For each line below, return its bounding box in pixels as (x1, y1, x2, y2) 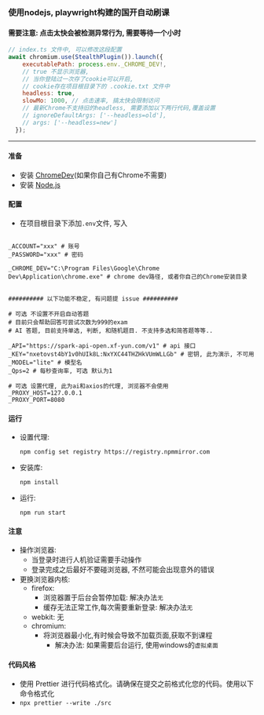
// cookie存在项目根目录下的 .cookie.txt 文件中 (22, 82, 170, 90)
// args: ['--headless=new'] (22, 119, 118, 126)
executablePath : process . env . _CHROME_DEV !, (22, 60, 167, 68)
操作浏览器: (19, 545, 57, 555)
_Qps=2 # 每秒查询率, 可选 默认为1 (8, 367, 112, 375)
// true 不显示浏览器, (22, 67, 90, 75)
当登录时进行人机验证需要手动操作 (31, 555, 142, 564)
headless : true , (22, 89, 76, 97)
